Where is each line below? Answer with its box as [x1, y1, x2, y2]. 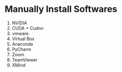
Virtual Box [11, 36, 35, 42]
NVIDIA [11, 20, 27, 26]
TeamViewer [11, 57, 38, 63]
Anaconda [11, 41, 33, 47]
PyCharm [11, 46, 31, 52]
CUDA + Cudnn [11, 25, 44, 31]
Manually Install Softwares [4, 3, 118, 15]
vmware [11, 30, 29, 36]
